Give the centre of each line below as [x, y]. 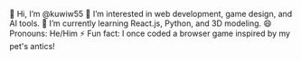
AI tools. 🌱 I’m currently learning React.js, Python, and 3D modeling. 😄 [141, 23]
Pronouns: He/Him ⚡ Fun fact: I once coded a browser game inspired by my [150, 33]
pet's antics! [33, 46]
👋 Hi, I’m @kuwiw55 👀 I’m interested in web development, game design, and [151, 14]
